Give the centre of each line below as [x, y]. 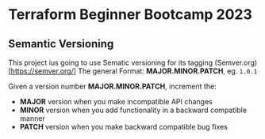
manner [32, 118]
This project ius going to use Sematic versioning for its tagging [111, 62]
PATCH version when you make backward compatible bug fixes [124, 127]
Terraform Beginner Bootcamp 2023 [130, 15]
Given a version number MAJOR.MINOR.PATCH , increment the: [112, 86]
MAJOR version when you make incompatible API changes [116, 101]
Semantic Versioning [61, 44]
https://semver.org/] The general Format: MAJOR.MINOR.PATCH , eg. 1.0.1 [134, 71]
